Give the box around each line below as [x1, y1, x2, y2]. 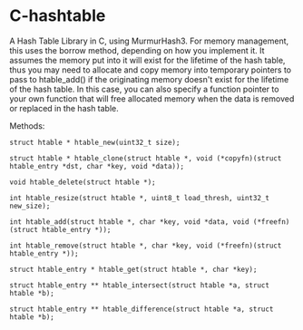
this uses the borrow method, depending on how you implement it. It [9, 44, 265, 55]
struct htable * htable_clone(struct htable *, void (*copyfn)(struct [9, 153, 282, 163]
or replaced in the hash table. [9, 102, 120, 113]
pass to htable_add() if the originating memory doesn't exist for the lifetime [9, 73, 289, 84]
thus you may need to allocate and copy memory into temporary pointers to [9, 64, 292, 75]
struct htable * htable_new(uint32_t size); [9, 138, 181, 147]
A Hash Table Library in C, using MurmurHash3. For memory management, [9, 35, 289, 46]
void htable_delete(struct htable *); [9, 178, 156, 187]
